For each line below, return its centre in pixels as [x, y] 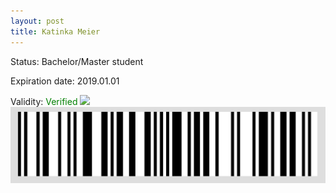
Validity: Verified [44, 101]
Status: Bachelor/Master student [77, 61]
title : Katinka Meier [55, 31]
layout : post [37, 21]
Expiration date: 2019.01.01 [65, 81]
